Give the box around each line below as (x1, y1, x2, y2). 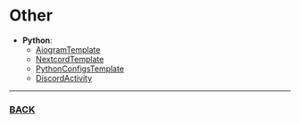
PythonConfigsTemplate (35, 63, 125, 74)
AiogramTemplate (35, 44, 101, 54)
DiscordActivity (35, 72, 93, 83)
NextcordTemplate (35, 53, 104, 64)
